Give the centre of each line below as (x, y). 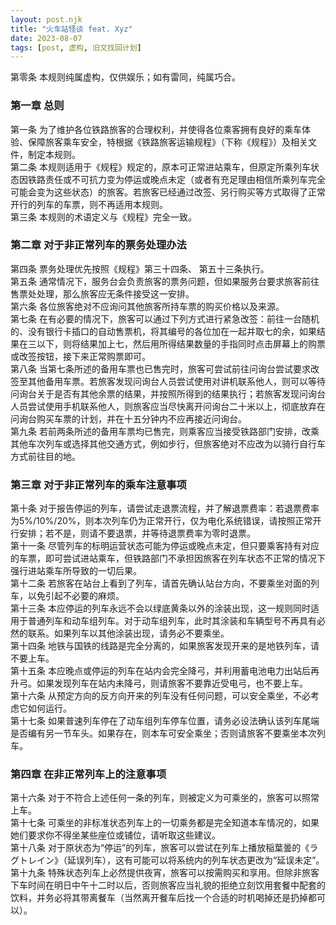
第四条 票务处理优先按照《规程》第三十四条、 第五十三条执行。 (140, 268)
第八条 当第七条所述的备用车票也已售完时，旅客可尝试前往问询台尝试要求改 (165, 368)
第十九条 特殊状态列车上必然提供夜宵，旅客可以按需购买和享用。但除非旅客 (165, 873)
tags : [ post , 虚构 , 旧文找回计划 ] (76, 47)
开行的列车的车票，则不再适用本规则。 (89, 204)
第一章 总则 (37, 106)
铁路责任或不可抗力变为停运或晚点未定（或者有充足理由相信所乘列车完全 (176, 179)
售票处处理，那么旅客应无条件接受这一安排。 (102, 293)
